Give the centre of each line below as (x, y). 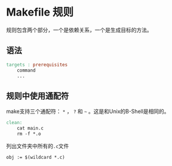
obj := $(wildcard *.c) (36, 157)
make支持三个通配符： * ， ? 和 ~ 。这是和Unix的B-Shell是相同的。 (88, 112)
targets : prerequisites (37, 64)
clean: (14, 123)
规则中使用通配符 (37, 96)
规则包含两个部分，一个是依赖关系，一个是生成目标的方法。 (79, 30)
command (26, 70)
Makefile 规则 (40, 12)
